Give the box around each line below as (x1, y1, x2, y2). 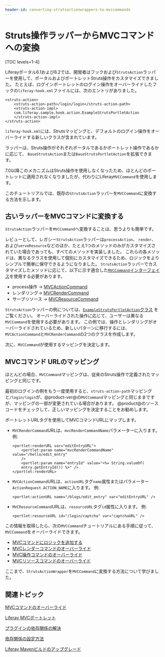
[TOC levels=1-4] (5, 59, 40, 64)
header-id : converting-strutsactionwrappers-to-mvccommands (5, 7, 131, 12)
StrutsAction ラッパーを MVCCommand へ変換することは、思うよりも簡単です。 (5, 226, 156, 232)
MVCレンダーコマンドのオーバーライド (12, 546, 91, 552)
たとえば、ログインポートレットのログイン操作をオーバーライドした (14, 81, 153, 87)
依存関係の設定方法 (5, 636, 44, 641)
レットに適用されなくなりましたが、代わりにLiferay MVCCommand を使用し (9, 173, 153, 180)
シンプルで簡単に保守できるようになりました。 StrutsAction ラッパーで (5, 261, 149, 267)
